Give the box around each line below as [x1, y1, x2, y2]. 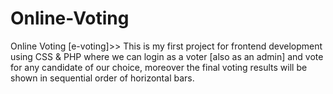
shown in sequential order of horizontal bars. [10, 72, 195, 84]
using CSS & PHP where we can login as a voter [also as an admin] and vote [10, 50, 324, 62]
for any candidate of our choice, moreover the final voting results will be [10, 61, 308, 73]
